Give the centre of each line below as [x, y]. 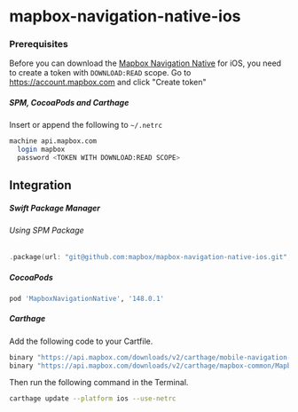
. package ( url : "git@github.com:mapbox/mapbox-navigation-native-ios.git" [149, 257]
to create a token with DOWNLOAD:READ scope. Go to [100, 73]
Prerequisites [39, 44]
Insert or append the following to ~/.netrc [86, 125]
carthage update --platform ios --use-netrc [93, 399]
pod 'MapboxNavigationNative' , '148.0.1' [87, 298]
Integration [41, 185]
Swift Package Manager [55, 208]
